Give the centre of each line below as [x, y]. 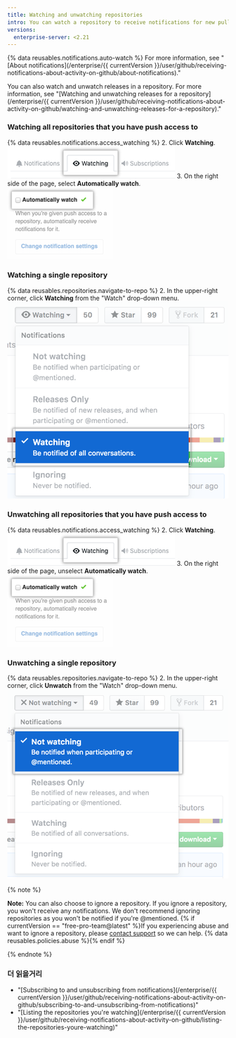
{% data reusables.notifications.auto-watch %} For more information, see [113, 58]
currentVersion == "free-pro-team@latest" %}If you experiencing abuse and [118, 926]
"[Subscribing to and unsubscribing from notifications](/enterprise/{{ [117, 990]
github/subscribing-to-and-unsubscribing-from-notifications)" [108, 1004]
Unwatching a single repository [62, 663]
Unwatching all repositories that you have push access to [107, 514]
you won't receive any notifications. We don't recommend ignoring [104, 911]
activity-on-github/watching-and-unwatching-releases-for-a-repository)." [114, 109]
